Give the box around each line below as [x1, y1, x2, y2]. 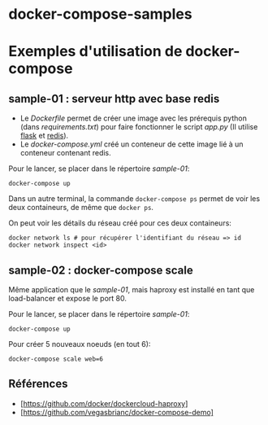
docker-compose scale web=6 [8, 355, 104, 363]
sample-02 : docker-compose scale [8, 263, 193, 277]
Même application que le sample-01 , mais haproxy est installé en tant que [8, 285, 255, 294]
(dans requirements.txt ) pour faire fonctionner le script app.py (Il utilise [19, 122, 258, 132]
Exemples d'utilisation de [8, 42, 183, 61]
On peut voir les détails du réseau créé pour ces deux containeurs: [8, 218, 231, 228]
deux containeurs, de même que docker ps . [8, 203, 154, 212]
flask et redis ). [19, 131, 69, 141]
